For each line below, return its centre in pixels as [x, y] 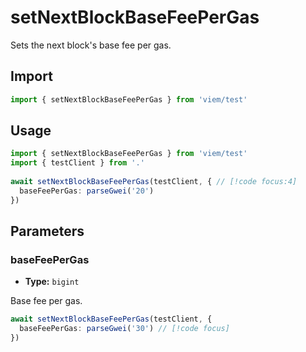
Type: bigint [52, 282]
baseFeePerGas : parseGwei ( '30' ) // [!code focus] [124, 329]
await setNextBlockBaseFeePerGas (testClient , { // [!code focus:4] [154, 182]
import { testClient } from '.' [77, 163]
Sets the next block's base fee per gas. [91, 45]
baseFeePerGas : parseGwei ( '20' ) [87, 191]
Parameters [47, 231]
